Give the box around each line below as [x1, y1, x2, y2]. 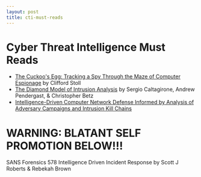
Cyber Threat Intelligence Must [6, 40, 165, 54]
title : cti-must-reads [6, 14, 63, 20]
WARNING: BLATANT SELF [6, 126, 141, 140]
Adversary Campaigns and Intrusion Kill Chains [14, 105, 132, 112]
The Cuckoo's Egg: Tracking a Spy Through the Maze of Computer [14, 73, 181, 80]
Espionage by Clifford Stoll [14, 79, 81, 87]
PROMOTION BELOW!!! [6, 139, 123, 152]
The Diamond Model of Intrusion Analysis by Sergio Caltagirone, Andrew [14, 85, 195, 93]
